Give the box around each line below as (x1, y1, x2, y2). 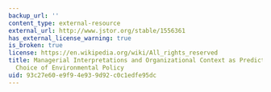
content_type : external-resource (8, 19, 121, 27)
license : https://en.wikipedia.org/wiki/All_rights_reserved (8, 49, 219, 57)
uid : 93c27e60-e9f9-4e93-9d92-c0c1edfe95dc (8, 71, 157, 79)
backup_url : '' (8, 11, 60, 20)
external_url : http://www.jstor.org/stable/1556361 (8, 26, 186, 34)
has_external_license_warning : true (8, 34, 131, 42)
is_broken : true (8, 42, 63, 50)
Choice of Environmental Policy (15, 64, 125, 72)
